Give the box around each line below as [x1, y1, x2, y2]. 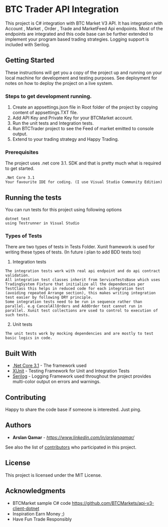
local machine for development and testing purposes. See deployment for [5, 74, 157, 81]
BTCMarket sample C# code [12, 500, 71, 506]
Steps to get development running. [5, 93, 92, 100]
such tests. [5, 313, 30, 318]
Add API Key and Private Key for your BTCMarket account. [12, 115, 133, 121]
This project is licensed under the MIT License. [5, 472, 102, 478]
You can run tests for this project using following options [5, 207, 122, 213]
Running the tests [5, 193, 62, 202]
